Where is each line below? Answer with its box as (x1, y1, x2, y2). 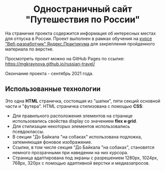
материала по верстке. (5, 46, 54, 52)
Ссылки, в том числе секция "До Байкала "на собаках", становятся (12, 144, 155, 150)
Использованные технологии (5, 85, 101, 93)
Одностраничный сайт (33, 3, 132, 15)
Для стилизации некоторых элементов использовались (12, 123, 131, 129)
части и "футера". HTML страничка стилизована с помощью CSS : (5, 103, 144, 109)
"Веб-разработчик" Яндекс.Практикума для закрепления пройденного (5, 41, 155, 46)
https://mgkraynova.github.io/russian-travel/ (5, 61, 95, 67)
